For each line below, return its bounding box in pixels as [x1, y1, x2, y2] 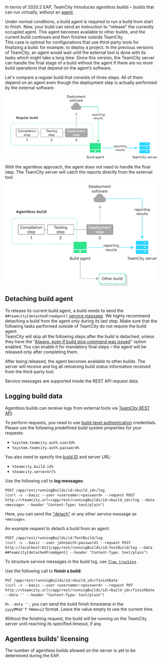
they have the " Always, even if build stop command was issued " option [5, 338, 147, 344]
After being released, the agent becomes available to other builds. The [5, 358, 146, 364]
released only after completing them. [5, 349, 78, 355]
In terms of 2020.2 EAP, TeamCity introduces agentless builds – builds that [5, 4, 154, 10]
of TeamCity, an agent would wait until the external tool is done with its [5, 50, 146, 55]
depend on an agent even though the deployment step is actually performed [5, 80, 157, 85]
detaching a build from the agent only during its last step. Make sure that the [5, 318, 158, 324]
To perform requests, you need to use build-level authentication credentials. [5, 419, 157, 425]
